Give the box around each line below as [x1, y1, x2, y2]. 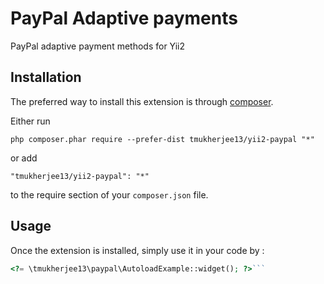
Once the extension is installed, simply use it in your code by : [10, 244, 265, 256]
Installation [10, 69, 82, 86]
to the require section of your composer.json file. [10, 188, 209, 201]
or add [10, 152, 38, 164]
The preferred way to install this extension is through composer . [10, 95, 274, 107]
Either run [10, 115, 51, 127]
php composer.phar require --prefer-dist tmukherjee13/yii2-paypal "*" [10, 134, 315, 144]
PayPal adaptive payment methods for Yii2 [10, 40, 186, 52]
